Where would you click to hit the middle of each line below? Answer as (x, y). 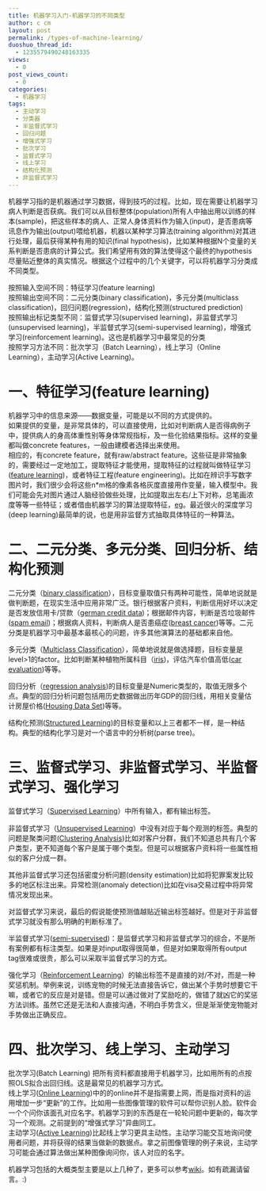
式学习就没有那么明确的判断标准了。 (67, 921)
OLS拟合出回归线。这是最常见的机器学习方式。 (91, 1082)
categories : (28, 89)
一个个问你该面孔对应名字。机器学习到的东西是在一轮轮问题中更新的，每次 (129, 1112)
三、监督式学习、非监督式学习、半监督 (133, 767)
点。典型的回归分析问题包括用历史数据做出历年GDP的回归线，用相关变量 (127, 695)
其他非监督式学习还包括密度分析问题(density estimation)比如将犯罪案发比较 (131, 875)
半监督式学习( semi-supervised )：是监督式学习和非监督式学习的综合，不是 (129, 938)
